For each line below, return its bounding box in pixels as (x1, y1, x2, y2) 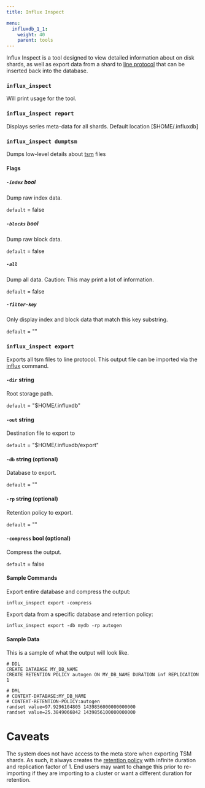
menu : (6, 20, 20, 26)
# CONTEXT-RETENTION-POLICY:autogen (6, 698, 100, 705)
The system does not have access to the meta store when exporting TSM (6, 750, 192, 757)
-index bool (6, 179, 36, 186)
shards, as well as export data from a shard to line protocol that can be (6, 61, 185, 68)
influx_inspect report (6, 110, 74, 117)
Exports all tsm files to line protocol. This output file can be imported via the (6, 356, 198, 363)
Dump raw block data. (6, 235, 63, 243)
